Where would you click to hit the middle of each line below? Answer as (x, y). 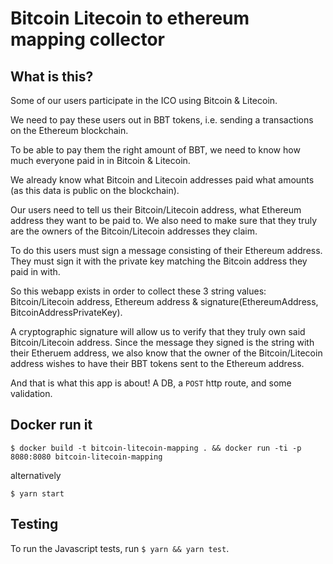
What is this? (52, 76)
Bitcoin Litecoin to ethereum (130, 18)
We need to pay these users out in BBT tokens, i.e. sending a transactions (162, 120)
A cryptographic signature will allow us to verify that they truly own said (158, 331)
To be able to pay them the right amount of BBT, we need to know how (155, 150)
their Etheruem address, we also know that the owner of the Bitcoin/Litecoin (166, 353)
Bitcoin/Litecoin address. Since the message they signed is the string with (162, 342)
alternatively (36, 475)
